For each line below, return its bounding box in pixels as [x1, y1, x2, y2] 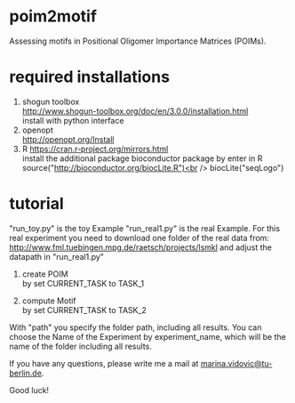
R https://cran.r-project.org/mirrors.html [21, 143, 169, 154]
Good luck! [9, 384, 50, 395]
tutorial [9, 194, 64, 214]
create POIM [21, 269, 68, 279]
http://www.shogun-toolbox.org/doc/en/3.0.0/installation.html [21, 105, 249, 117]
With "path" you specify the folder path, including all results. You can [9, 322, 262, 333]
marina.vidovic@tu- [200, 358, 273, 368]
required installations [9, 67, 171, 87]
